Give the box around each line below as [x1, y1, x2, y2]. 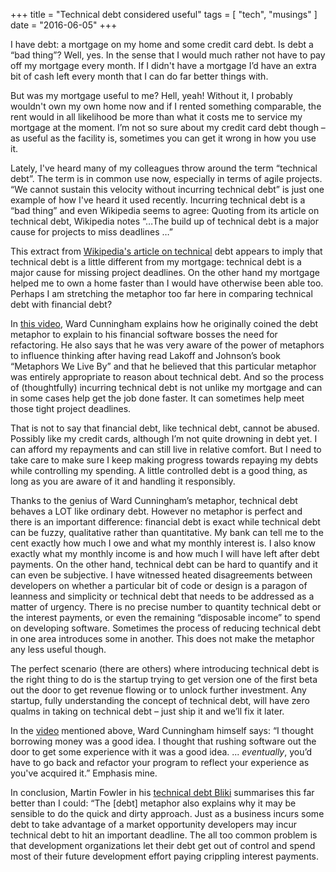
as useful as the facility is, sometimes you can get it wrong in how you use [10, 132, 317, 144]
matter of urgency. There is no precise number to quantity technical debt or [10, 601, 322, 613]
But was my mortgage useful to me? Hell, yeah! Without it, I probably [10, 90, 293, 101]
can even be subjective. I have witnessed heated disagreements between [10, 569, 313, 581]
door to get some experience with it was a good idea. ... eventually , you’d [10, 746, 313, 758]
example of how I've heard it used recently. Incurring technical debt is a [10, 194, 306, 206]
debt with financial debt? [10, 299, 113, 310]
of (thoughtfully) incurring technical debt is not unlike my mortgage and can [10, 382, 323, 393]
